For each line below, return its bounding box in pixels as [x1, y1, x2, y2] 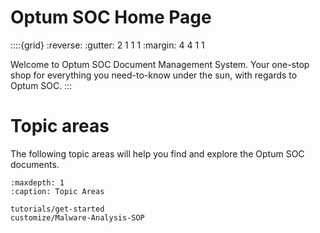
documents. [10, 158, 60, 170]
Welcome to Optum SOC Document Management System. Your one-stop [10, 58, 310, 70]
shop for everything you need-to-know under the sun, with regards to [10, 69, 298, 81]
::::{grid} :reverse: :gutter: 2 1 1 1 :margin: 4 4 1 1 [10, 39, 205, 51]
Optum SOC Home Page [10, 6, 212, 29]
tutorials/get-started [10, 204, 105, 214]
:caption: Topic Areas [10, 186, 105, 196]
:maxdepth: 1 [10, 177, 65, 188]
